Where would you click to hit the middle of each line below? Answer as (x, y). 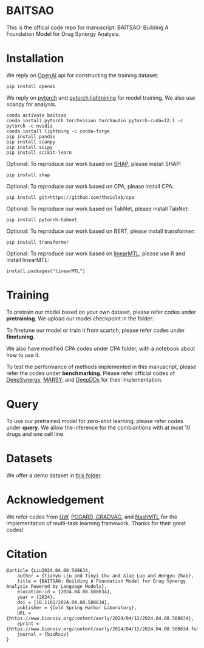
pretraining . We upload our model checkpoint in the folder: (80, 318)
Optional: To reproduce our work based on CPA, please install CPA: (90, 186)
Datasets (29, 458)
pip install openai (31, 86)
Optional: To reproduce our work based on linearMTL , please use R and (96, 253)
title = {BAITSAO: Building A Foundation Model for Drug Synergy (102, 581)
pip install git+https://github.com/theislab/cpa (70, 197)
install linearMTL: (28, 260)
